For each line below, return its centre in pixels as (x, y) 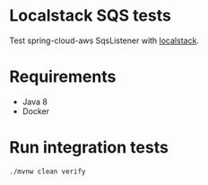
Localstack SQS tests (91, 16)
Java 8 (35, 101)
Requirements (63, 77)
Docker (36, 111)
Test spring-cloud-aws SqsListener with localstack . (104, 40)
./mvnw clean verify (48, 172)
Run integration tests (89, 148)
